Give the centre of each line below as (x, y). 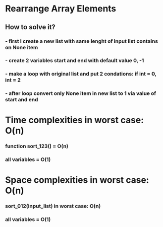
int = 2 (13, 80)
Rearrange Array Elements (61, 9)
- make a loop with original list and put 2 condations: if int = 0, (81, 74)
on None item (22, 47)
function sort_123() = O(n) (37, 146)
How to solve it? (30, 27)
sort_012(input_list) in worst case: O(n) (53, 206)
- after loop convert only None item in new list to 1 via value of (81, 93)
